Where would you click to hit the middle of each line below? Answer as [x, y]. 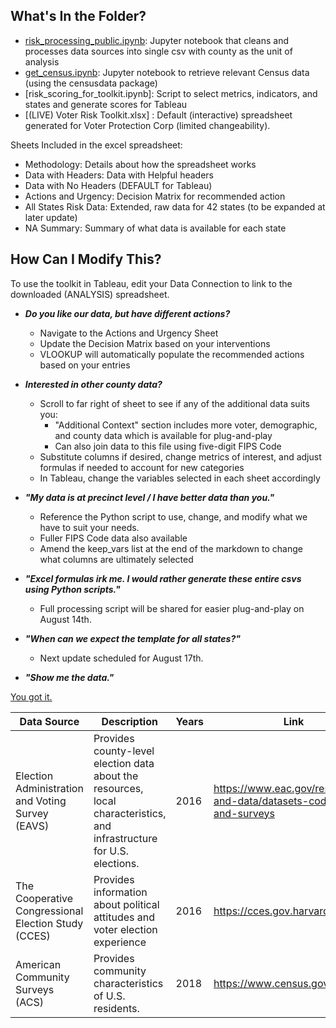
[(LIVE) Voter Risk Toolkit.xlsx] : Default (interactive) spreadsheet [158, 115]
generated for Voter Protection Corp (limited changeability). [147, 125]
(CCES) [33, 936]
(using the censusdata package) [91, 83]
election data [124, 763]
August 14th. [65, 619]
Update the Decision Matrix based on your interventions [155, 343]
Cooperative [44, 898]
